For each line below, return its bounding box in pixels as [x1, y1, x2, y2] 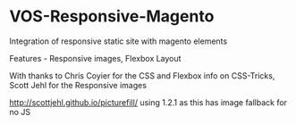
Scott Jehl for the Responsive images [9, 79, 148, 90]
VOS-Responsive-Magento [9, 6, 215, 27]
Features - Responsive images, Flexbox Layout [9, 53, 182, 63]
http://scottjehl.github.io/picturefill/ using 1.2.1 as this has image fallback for [9, 96, 288, 108]
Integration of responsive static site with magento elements [9, 36, 228, 46]
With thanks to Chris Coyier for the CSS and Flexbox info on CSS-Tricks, [9, 70, 275, 81]
